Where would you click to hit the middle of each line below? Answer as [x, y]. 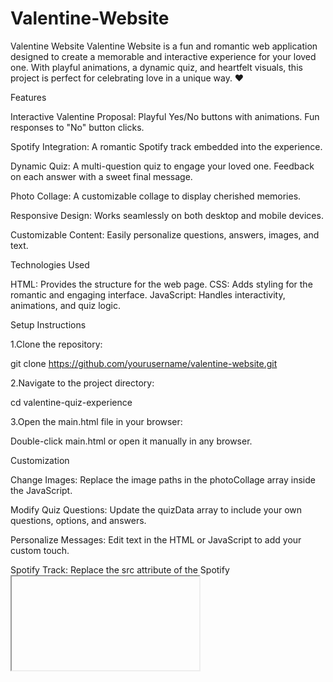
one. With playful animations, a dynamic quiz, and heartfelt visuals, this [156, 67]
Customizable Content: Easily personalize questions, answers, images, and [165, 234]
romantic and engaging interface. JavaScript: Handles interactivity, [148, 294]
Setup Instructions [48, 324]
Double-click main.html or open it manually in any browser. [131, 441]
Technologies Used [50, 264]
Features [28, 97]
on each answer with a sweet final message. [101, 176]
